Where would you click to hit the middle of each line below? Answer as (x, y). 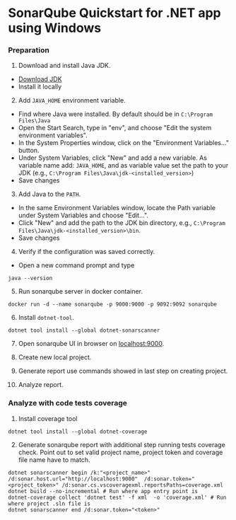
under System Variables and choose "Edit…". (83, 215)
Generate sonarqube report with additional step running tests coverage (122, 444)
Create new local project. (55, 357)
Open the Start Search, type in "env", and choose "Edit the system (115, 128)
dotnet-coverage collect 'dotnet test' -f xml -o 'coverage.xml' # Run (117, 497)
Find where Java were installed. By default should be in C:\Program (116, 114)
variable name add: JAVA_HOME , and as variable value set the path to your (123, 166)
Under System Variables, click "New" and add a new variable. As (113, 158)
